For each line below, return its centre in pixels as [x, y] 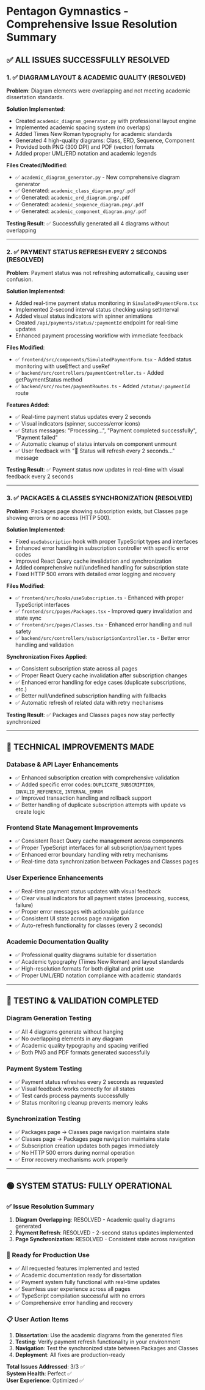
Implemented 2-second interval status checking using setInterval [97, 310]
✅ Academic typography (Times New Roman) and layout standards [99, 962]
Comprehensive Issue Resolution [92, 24]
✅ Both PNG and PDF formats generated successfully [83, 1052]
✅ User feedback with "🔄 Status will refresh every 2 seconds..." [95, 451]
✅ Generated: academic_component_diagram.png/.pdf [81, 211]
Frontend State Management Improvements [72, 828]
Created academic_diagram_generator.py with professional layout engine [106, 121]
